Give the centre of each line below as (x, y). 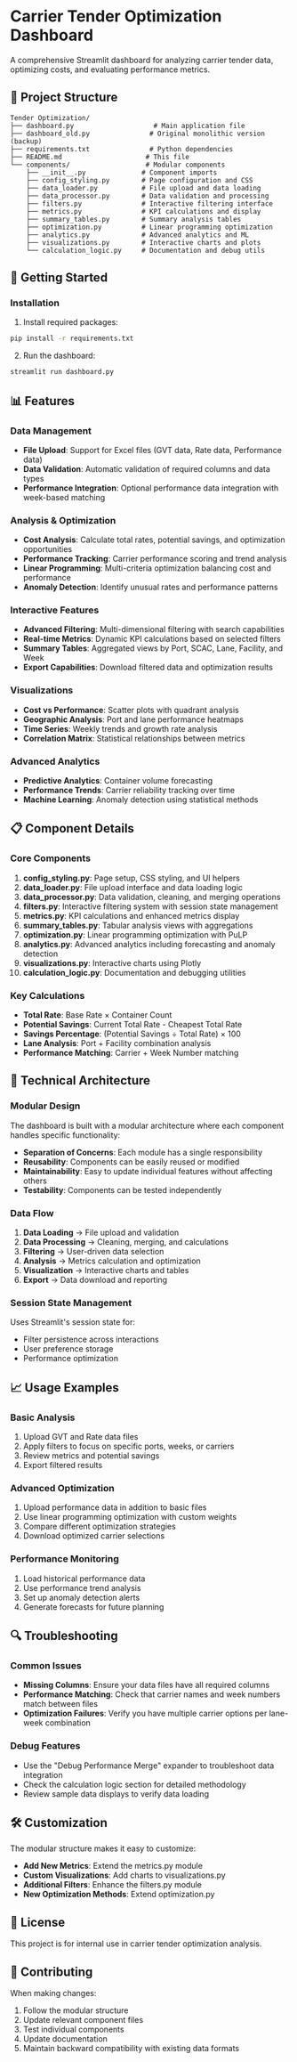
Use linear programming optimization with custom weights (130, 1517)
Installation (35, 303)
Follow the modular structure (76, 2010)
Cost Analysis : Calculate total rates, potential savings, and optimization (154, 540)
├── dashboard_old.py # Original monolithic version (138, 134)
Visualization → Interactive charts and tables (106, 1270)
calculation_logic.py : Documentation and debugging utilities (134, 972)
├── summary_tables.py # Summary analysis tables (134, 219)
